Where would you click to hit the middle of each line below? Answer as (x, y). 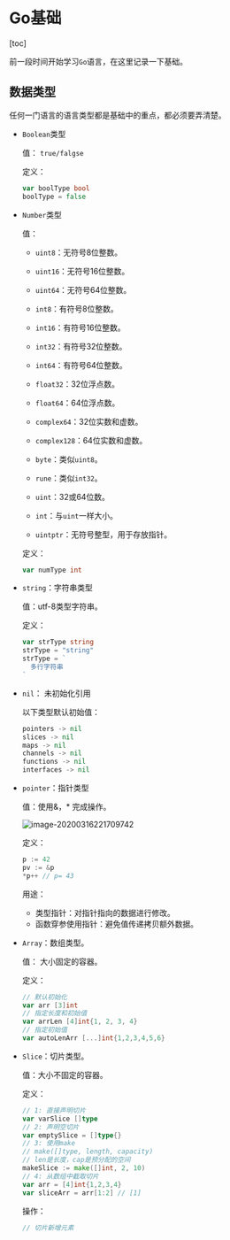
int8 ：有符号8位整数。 (77, 308)
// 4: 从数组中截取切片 (60, 1176)
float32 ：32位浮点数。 (77, 384)
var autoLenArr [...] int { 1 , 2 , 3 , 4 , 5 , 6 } (93, 1038)
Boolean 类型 (44, 134)
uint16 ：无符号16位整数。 (82, 271)
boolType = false (54, 196)
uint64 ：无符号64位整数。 (83, 289)
